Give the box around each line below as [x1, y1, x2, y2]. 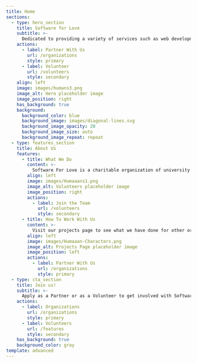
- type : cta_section [11, 277, 62, 282]
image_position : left [27, 249, 80, 255]
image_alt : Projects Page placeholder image [27, 244, 138, 250]
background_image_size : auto [21, 129, 93, 135]
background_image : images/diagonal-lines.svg [21, 118, 135, 124]
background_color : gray [16, 342, 75, 348]
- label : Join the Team [32, 200, 91, 206]
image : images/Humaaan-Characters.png [27, 238, 122, 244]
